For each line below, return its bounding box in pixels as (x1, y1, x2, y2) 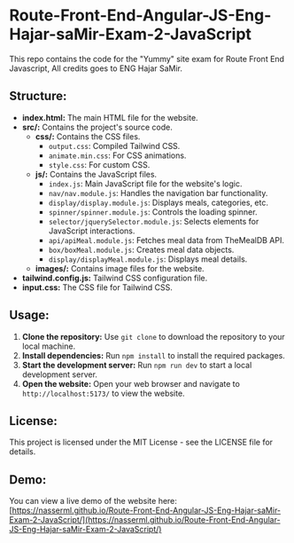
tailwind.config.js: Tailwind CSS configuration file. (21, 272, 208, 283)
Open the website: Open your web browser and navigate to (21, 378, 241, 389)
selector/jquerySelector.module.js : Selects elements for (48, 216, 259, 226)
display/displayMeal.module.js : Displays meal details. (48, 254, 248, 264)
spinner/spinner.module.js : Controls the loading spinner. (48, 206, 258, 217)
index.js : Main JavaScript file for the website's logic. (48, 178, 243, 189)
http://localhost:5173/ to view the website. (21, 388, 185, 398)
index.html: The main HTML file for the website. (21, 112, 198, 122)
